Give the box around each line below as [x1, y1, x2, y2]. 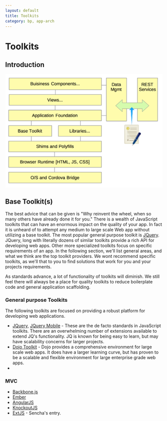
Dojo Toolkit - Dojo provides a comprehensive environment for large [12, 344, 152, 350]
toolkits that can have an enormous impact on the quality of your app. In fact [5, 221, 162, 227]
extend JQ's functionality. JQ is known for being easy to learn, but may [12, 333, 159, 339]
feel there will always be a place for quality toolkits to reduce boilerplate [5, 278, 153, 284]
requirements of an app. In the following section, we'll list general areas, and [5, 247, 162, 254]
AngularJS [12, 400, 34, 406]
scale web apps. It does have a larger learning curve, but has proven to [12, 349, 159, 355]
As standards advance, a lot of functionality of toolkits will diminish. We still [5, 273, 160, 279]
